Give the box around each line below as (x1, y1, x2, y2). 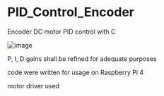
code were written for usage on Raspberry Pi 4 (7, 68, 144, 76)
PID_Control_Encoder (7, 4, 134, 20)
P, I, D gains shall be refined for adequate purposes (7, 54, 157, 63)
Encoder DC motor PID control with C (7, 27, 116, 36)
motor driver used (7, 81, 60, 90)
